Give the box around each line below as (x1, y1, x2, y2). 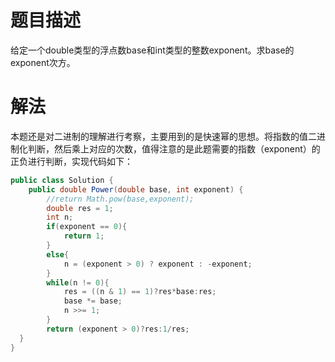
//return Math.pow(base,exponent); (46, 194, 195, 204)
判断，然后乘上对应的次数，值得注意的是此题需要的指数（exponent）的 (27, 142, 321, 155)
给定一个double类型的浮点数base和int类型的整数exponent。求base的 (10, 44, 295, 56)
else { (46, 249, 70, 260)
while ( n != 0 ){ (46, 277, 110, 288)
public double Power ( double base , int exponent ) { (28, 184, 244, 195)
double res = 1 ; (46, 203, 114, 213)
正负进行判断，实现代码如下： (10, 155, 133, 167)
